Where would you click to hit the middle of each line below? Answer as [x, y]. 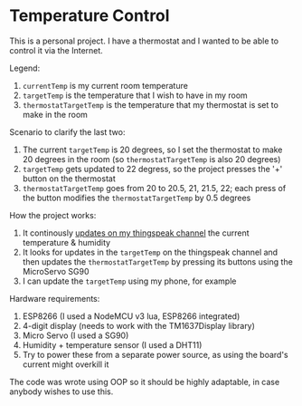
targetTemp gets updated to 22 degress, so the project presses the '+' [152, 169]
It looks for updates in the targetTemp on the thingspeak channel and [150, 252]
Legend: [25, 68]
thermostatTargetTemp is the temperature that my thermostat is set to [150, 104]
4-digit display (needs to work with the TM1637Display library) [139, 325]
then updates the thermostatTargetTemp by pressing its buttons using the [158, 261]
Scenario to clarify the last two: [67, 131]
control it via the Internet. [57, 50]
